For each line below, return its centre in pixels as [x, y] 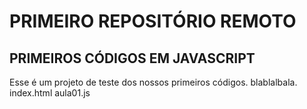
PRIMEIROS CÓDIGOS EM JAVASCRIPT [132, 58]
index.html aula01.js [50, 93]
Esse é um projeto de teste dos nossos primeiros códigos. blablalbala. [153, 82]
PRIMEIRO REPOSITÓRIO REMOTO [153, 21]
